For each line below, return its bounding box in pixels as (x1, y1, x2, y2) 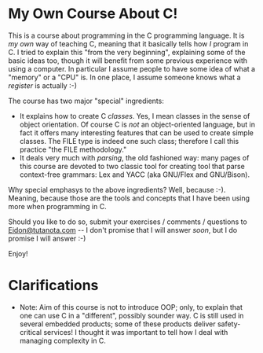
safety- (217, 319, 241, 329)
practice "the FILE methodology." (19, 145, 127, 154)
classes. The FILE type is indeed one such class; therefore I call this (19, 136, 239, 145)
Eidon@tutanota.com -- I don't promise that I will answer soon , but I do (8, 225, 238, 234)
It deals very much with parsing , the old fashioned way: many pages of (19, 153, 250, 162)
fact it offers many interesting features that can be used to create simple (19, 127, 254, 138)
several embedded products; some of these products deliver (19, 319, 216, 329)
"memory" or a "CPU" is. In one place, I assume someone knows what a (8, 72, 241, 82)
